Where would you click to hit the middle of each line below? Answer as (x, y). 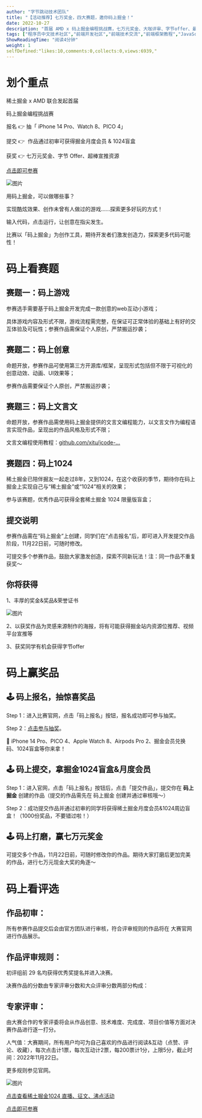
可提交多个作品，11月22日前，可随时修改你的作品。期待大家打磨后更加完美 (99, 855)
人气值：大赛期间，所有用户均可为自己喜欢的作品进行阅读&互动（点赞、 (95, 1042)
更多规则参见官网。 (30, 1070)
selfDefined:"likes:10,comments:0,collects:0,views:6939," (82, 51)
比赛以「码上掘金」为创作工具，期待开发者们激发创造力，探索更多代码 (93, 234)
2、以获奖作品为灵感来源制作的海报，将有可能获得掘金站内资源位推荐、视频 (100, 626)
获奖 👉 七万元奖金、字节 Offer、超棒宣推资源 (63, 156)
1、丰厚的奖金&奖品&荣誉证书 (42, 600)
